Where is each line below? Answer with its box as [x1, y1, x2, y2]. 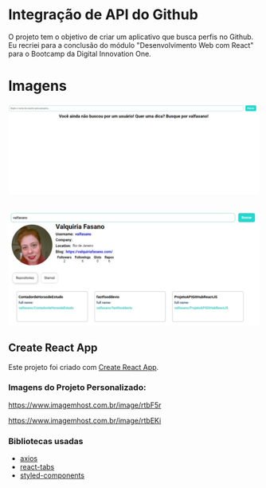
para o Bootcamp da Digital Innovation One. [8, 49, 151, 58]
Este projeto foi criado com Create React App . [8, 362, 159, 372]
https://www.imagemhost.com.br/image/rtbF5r [8, 400, 162, 410]
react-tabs [19, 462, 55, 472]
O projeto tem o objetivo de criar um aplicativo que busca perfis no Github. [8, 32, 254, 41]
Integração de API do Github [8, 6, 199, 24]
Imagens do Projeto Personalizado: [8, 382, 147, 393]
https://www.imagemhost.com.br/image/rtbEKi [8, 415, 162, 425]
